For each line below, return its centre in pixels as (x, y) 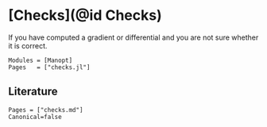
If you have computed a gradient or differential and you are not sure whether (133, 37)
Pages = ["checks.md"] (46, 110)
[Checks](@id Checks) (85, 15)
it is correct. (28, 45)
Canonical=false (35, 117)
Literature (33, 92)
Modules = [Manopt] (41, 60)
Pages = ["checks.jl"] (49, 67)
